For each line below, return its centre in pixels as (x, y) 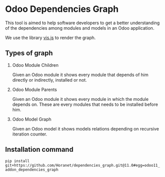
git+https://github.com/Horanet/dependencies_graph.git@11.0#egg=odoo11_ (83, 165)
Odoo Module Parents (35, 89)
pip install (17, 161)
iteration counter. (30, 134)
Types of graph (29, 53)
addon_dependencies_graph (32, 170)
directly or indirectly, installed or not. (50, 80)
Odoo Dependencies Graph (62, 9)
